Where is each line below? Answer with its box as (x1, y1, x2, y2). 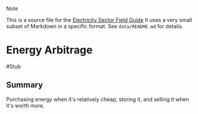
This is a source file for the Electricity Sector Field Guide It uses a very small (6, 17, 193, 23)
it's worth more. (6, 102, 45, 109)
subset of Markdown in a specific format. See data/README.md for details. (6, 23, 184, 30)
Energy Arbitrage (6, 44, 93, 57)
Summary (6, 80, 43, 90)
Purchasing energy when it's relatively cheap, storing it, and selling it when (6, 96, 190, 103)
